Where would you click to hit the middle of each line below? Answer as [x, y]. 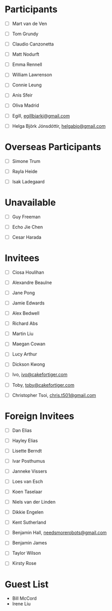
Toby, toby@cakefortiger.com [43, 385]
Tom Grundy [25, 34]
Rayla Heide [25, 171]
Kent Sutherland [29, 523]
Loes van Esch [27, 481]
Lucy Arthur [25, 354]
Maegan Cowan [29, 344]
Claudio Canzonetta [33, 44]
